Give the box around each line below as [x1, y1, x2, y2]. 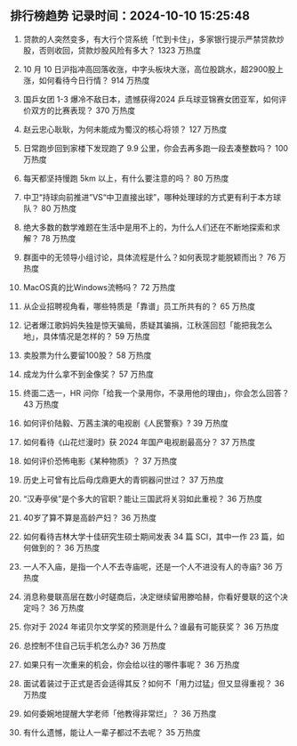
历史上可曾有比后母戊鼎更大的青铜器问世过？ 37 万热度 [22, 474, 225, 485]
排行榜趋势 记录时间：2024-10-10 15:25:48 [10, 8, 250, 24]
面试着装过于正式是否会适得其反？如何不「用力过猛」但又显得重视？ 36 [22, 677, 285, 688]
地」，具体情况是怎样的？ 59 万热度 [22, 330, 150, 341]
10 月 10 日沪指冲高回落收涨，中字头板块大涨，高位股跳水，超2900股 [22, 63, 277, 74]
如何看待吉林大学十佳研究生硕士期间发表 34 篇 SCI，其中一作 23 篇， [22, 531, 277, 541]
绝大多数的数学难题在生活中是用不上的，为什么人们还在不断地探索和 [22, 222, 273, 232]
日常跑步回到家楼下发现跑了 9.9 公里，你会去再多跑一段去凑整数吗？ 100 [22, 142, 288, 153]
